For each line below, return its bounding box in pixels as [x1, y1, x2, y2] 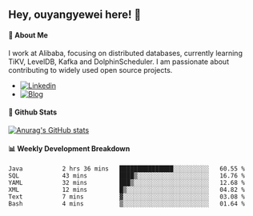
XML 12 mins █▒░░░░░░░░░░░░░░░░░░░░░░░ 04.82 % [8, 186, 246, 194]
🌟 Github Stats [8, 107, 58, 117]
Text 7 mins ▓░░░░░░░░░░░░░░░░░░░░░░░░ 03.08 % [8, 193, 246, 201]
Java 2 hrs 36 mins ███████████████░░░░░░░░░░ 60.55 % [8, 165, 246, 173]
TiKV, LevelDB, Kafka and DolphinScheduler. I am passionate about [8, 57, 230, 66]
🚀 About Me [8, 30, 48, 40]
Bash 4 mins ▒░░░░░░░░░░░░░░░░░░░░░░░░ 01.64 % [8, 200, 246, 208]
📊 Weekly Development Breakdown [8, 144, 131, 154]
